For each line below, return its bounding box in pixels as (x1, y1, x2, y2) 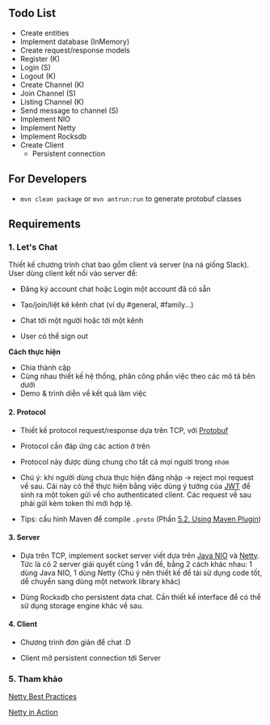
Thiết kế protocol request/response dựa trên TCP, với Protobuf (19, 425, 229, 435)
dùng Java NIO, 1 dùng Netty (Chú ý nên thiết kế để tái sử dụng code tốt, (19, 568, 263, 577)
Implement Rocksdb (19, 131, 87, 141)
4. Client (8, 620, 38, 629)
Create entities (19, 28, 70, 37)
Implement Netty (19, 122, 77, 132)
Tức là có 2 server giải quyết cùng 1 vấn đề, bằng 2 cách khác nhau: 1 (19, 559, 253, 568)
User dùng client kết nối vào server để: (8, 268, 138, 278)
